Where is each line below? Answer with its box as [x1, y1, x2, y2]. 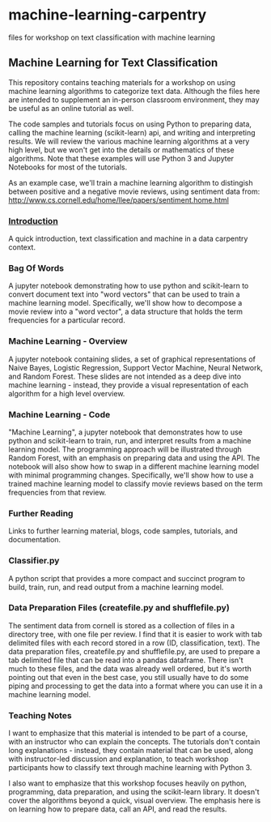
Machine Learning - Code [8, 409, 111, 420]
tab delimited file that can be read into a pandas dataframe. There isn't [8, 655, 244, 665]
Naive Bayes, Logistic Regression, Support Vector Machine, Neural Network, [8, 362, 263, 372]
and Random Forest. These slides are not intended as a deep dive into [8, 371, 241, 381]
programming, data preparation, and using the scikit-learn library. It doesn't [8, 787, 260, 797]
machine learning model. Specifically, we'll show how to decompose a [8, 298, 243, 308]
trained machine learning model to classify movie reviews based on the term [8, 478, 263, 488]
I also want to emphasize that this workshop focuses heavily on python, [8, 778, 247, 788]
